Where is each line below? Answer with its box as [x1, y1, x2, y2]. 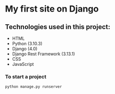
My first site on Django [5, 3, 99, 15]
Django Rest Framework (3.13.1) [12, 51, 75, 57]
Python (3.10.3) [12, 41, 43, 47]
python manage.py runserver [5, 84, 62, 89]
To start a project [5, 73, 46, 80]
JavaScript [12, 62, 34, 67]
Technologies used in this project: [5, 23, 111, 31]
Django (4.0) [12, 46, 38, 51]
